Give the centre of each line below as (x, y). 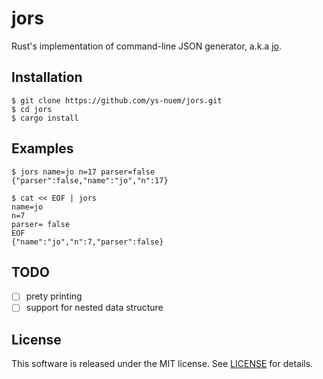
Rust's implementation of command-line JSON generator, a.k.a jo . (147, 46)
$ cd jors (32, 109)
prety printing (54, 296)
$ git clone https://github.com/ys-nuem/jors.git (117, 100)
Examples (42, 148)
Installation (47, 77)
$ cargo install (45, 118)
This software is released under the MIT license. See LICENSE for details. (162, 364)
